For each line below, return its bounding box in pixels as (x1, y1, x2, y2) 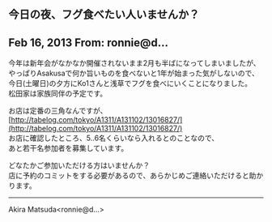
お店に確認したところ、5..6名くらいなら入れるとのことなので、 (8, 133, 219, 143)
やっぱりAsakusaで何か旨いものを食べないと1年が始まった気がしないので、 (8, 68, 259, 79)
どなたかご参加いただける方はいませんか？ (8, 160, 151, 170)
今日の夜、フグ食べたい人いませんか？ (8, 7, 200, 22)
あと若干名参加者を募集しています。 (8, 143, 129, 153)
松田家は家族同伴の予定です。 (8, 88, 108, 99)
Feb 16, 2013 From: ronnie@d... (8, 36, 168, 49)
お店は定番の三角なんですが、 (8, 106, 108, 116)
